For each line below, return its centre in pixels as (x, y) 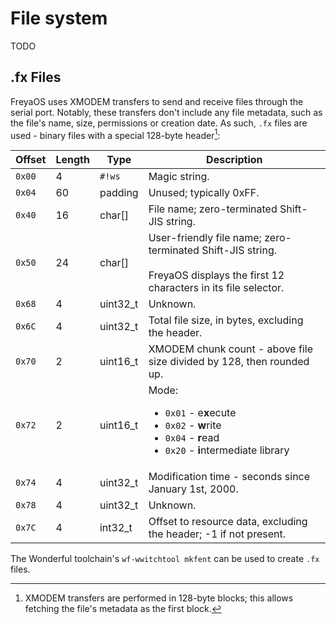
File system (59, 18)
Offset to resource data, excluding (228, 522)
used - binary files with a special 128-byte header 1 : (115, 134)
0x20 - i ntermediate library (227, 450)
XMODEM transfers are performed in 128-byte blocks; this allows (159, 598)
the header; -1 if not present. (217, 534)
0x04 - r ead (192, 438)
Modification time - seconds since (229, 477)
